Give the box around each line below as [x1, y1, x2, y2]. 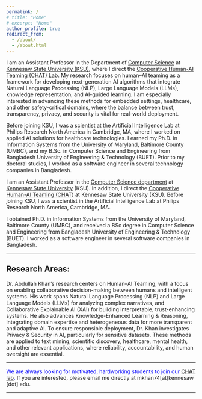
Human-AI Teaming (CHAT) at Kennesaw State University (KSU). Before [6, 191, 184, 198]
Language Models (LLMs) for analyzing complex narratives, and [6, 299, 165, 306]
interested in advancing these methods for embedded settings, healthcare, [6, 97, 192, 104]
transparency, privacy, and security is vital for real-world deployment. [6, 110, 179, 117]
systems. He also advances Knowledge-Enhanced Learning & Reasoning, [6, 312, 188, 319]
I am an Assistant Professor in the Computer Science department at [6, 178, 174, 185]
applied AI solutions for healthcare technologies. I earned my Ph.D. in [6, 134, 177, 141]
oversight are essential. [6, 350, 64, 357]
